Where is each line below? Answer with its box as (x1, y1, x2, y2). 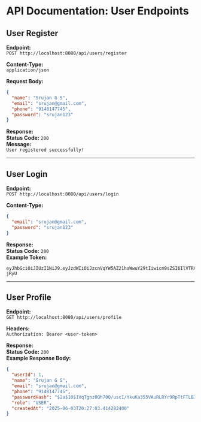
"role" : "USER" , (11, 400, 52, 406)
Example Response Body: (6, 355, 71, 362)
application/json (6, 67, 50, 73)
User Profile (6, 292, 52, 302)
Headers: (6, 325, 30, 332)
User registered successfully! (6, 147, 84, 153)
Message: (6, 141, 32, 148)
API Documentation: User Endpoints (6, 4, 190, 18)
